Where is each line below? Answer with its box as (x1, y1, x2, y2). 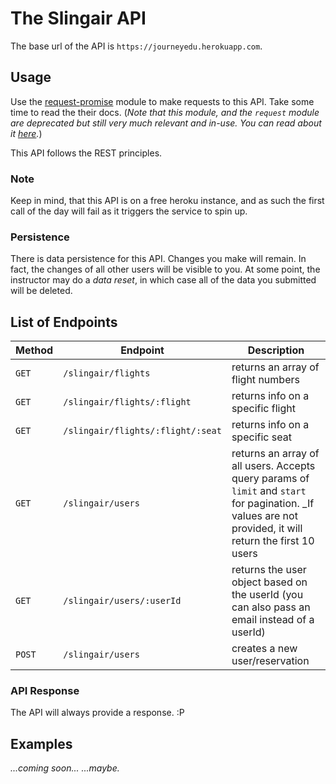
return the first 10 (231, 534, 315, 548)
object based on (231, 575, 308, 589)
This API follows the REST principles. (10, 147, 163, 159)
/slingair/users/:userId (63, 595, 182, 607)
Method (15, 343, 54, 357)
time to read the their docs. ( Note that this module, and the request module (10, 106, 320, 118)
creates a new (231, 642, 298, 656)
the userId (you (231, 588, 304, 602)
